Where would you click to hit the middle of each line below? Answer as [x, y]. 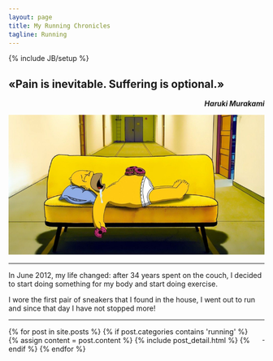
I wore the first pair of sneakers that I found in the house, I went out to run [132, 300]
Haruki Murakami [234, 104]
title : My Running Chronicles [60, 26]
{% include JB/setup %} [49, 59]
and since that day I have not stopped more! [82, 308]
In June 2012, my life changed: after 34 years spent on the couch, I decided [135, 276]
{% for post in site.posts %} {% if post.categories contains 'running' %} [128, 332]
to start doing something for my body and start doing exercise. [113, 284]
